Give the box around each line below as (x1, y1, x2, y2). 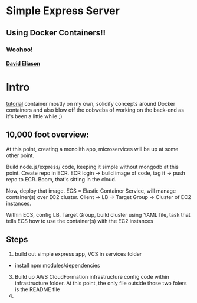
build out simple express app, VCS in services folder (14, 250, 142, 258)
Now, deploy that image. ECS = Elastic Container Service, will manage (6, 187, 176, 194)
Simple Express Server (6, 4, 120, 18)
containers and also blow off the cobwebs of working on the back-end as (6, 106, 185, 113)
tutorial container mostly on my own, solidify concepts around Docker (6, 100, 176, 107)
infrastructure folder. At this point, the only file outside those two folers (14, 279, 187, 286)
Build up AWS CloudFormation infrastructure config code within (14, 273, 169, 280)
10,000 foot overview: (6, 130, 90, 140)
